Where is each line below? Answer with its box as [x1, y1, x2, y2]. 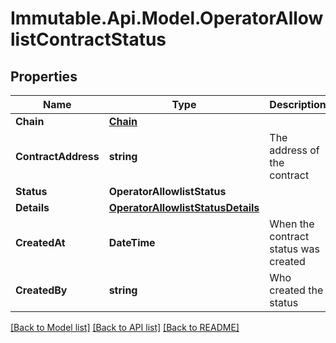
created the [269, 283, 324, 297]
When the [269, 217, 315, 231]
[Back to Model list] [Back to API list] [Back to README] [10, 322, 240, 333]
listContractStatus [10, 28, 167, 51]
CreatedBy [15, 283, 68, 297]
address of [269, 143, 320, 157]
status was [269, 242, 321, 256]
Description [269, 98, 327, 111]
